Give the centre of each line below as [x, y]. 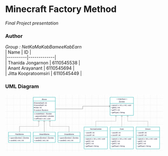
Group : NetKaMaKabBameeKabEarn [43, 47]
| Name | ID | [18, 52]
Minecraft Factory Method [61, 9]
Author [14, 36]
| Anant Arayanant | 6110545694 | [40, 68]
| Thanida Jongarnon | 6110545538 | [43, 63]
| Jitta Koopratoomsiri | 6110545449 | [43, 73]
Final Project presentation [32, 23]
